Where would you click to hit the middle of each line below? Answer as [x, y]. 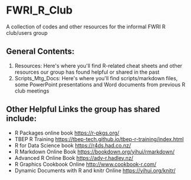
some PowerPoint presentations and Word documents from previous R [100, 84]
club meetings [32, 91]
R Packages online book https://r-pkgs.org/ [67, 133]
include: [21, 119]
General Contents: [40, 52]
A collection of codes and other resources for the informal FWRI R [86, 27]
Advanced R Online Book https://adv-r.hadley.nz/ [74, 158]
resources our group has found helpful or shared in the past [87, 72]
